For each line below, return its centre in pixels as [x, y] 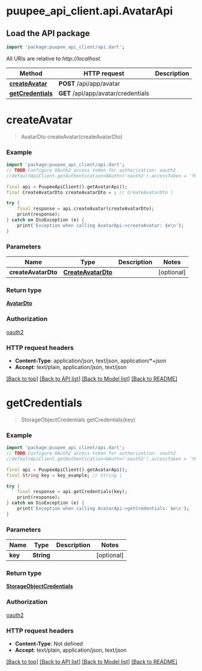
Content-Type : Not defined [49, 643]
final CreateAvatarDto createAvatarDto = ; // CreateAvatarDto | [90, 192]
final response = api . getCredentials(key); [72, 492]
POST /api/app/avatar [89, 84]
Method [31, 73]
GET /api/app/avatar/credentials [104, 93]
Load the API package [48, 33]
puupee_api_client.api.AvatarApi [90, 11]
